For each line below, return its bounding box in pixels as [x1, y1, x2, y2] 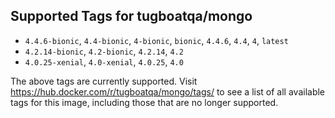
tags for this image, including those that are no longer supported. [10, 96, 279, 108]
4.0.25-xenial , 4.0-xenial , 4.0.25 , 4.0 [24, 55, 184, 68]
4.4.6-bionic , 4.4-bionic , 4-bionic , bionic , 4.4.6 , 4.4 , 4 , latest [24, 34, 289, 46]
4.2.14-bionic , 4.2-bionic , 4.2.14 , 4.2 [24, 45, 184, 57]
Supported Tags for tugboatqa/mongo [10, 8, 253, 25]
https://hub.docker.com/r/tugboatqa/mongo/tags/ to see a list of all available [10, 85, 326, 98]
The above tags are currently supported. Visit [10, 75, 198, 87]
